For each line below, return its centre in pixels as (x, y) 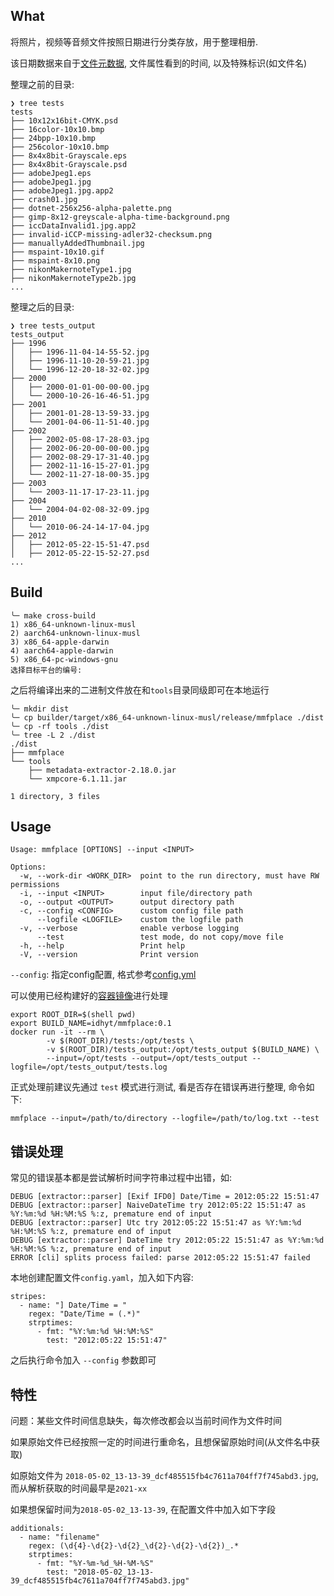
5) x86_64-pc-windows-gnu (64, 659)
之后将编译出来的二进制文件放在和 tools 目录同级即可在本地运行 (140, 690)
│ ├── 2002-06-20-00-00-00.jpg (80, 448)
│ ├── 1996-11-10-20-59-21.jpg (80, 360)
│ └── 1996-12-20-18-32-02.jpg (80, 369)
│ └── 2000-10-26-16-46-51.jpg (80, 395)
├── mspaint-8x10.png (55, 260)
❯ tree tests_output (53, 325)
